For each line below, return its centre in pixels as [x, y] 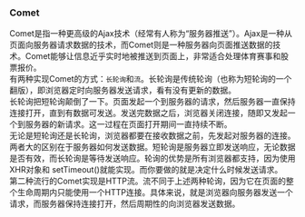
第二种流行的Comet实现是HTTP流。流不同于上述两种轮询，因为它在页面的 [148, 181]
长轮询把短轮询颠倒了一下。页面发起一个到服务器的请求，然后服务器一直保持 [152, 102]
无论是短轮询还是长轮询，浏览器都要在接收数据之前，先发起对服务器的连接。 [152, 136]
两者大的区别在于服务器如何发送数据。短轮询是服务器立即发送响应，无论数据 [152, 147]
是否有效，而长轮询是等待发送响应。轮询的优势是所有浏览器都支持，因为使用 [152, 158]
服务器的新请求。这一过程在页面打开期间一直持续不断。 [128, 124]
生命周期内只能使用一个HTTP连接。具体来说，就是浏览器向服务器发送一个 [155, 192]
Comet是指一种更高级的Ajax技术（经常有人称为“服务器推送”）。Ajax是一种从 [151, 34]
